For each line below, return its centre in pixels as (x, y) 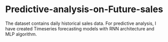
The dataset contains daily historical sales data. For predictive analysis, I (81, 23)
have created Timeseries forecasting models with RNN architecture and (80, 28)
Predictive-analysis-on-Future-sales (84, 9)
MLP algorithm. (21, 34)
